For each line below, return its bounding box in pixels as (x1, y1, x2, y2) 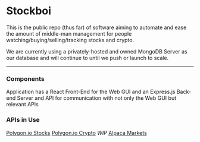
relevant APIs (6, 101, 39, 108)
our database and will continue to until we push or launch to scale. (6, 54, 169, 61)
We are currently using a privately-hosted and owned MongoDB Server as (6, 48, 187, 55)
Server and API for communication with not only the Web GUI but (17, 94, 177, 102)
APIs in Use (6, 116, 40, 124)
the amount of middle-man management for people (6, 30, 132, 37)
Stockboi (6, 4, 52, 18)
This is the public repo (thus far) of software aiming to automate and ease (6, 24, 187, 31)
